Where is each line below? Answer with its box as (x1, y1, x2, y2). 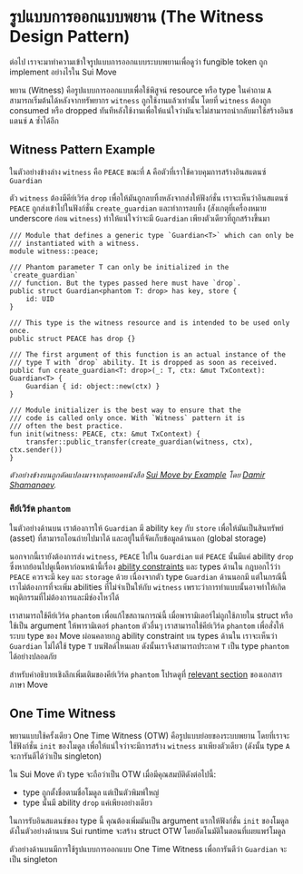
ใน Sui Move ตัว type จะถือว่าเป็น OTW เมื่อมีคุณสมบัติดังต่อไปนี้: (9, 769, 217, 780)
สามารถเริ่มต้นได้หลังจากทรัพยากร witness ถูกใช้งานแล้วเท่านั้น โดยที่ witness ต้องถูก (9, 94, 271, 105)
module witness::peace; (9, 247, 100, 256)
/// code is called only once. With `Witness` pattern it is (9, 413, 246, 423)
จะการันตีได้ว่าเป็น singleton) (9, 751, 103, 761)
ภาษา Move (9, 679, 48, 691)
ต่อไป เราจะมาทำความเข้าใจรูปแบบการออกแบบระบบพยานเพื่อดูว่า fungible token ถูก (9, 56, 268, 67)
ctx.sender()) (9, 445, 64, 455)
